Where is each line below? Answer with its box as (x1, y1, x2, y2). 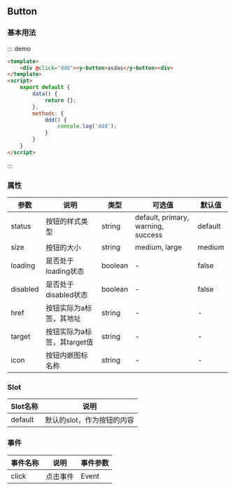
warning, (135, 221, 164, 231)
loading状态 (45, 266, 85, 276)
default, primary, (135, 213, 190, 223)
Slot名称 (10, 402, 38, 412)
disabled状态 (45, 290, 88, 300)
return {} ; (44, 97, 77, 104)
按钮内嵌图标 (45, 350, 88, 360)
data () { (32, 90, 58, 97)
